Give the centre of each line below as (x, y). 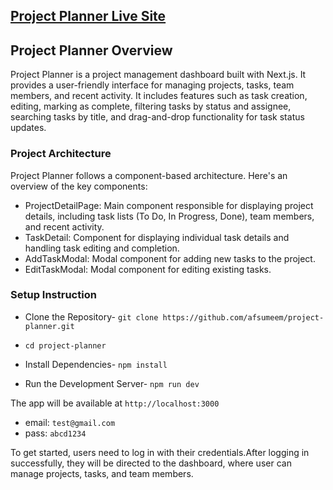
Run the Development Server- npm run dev (112, 383)
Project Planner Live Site (88, 16)
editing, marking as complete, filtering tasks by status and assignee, (151, 106)
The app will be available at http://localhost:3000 (115, 403)
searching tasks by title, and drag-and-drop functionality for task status (157, 117)
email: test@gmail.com (70, 422)
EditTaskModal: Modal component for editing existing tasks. (148, 269)
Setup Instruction (53, 295)
